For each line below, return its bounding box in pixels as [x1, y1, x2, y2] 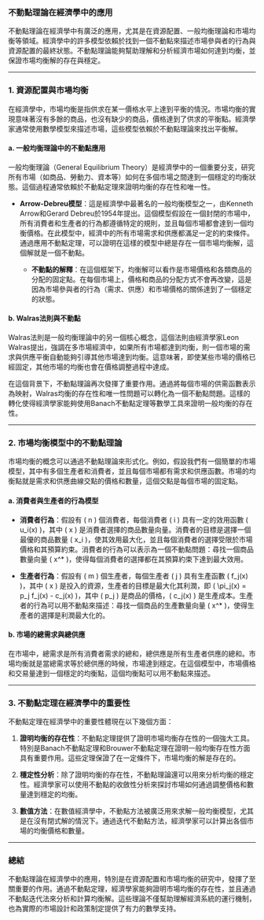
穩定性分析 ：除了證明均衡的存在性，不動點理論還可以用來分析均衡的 [19, 770, 240, 779]
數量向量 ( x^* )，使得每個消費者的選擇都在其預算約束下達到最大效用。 [19, 554, 248, 563]
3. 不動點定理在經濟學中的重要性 [8, 697, 131, 708]
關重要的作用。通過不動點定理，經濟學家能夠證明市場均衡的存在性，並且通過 [8, 884, 256, 894]
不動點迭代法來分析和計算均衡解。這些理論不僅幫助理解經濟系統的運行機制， [8, 894, 256, 903]
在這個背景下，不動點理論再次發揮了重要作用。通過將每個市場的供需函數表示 [8, 379, 256, 388]
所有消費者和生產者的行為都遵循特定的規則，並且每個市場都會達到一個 [19, 218, 247, 227]
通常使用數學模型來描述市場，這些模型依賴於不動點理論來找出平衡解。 [14, 124, 242, 133]
